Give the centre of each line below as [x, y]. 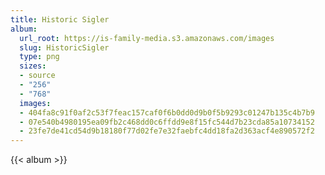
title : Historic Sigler [60, 19]
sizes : [33, 66]
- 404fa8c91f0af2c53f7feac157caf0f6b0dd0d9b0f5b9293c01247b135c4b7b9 [167, 112]
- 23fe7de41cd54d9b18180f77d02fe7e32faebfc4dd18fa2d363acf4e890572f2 [167, 131]
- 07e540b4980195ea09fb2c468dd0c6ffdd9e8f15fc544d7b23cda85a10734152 [167, 122]
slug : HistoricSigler [64, 47]
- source [37, 76]
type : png [39, 57]
